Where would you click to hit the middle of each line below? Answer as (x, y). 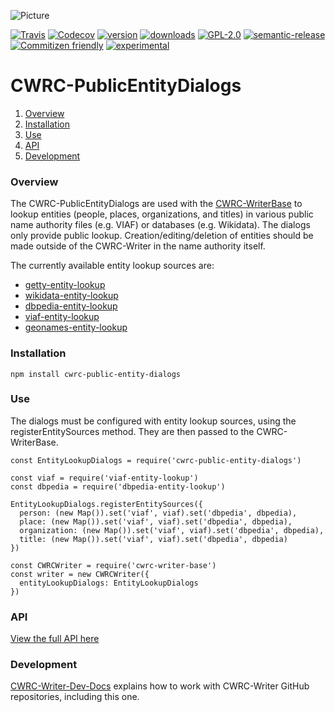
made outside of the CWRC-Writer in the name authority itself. (138, 246)
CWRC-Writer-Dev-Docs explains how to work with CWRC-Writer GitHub (160, 686)
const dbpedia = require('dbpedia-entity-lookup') (118, 486)
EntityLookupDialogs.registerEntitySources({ (106, 504)
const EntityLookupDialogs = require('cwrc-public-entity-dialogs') (156, 460)
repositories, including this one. (75, 697)
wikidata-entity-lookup (71, 296)
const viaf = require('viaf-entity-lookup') (104, 478)
